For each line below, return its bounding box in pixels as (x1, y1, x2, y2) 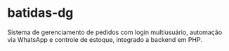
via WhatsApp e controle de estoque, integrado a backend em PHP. (7, 35, 202, 43)
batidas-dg (7, 5, 74, 21)
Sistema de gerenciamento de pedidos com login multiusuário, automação (7, 28, 223, 36)
